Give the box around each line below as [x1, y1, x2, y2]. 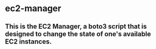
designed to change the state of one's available [5, 30, 151, 38]
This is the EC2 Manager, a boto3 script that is [5, 22, 147, 31]
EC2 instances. [5, 37, 52, 46]
